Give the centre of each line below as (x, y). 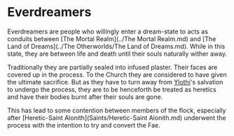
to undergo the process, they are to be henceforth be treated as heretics (112, 89)
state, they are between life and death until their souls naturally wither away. (117, 54)
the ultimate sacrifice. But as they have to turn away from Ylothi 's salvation (115, 82)
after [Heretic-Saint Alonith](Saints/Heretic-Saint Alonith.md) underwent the (117, 118)
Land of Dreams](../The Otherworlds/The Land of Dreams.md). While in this (116, 46)
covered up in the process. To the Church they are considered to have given (117, 75)
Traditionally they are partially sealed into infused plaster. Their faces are (112, 67)
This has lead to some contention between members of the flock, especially (117, 110)
